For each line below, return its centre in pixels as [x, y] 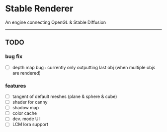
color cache [25, 113]
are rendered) [26, 73]
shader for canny [30, 102]
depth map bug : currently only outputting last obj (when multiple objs [84, 67]
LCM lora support [30, 125]
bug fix [14, 56]
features [16, 86]
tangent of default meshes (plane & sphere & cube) [65, 96]
